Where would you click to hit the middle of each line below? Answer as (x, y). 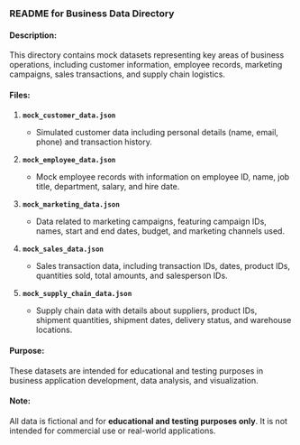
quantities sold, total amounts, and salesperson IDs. (132, 276)
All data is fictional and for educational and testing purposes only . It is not (149, 421)
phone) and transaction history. (94, 142)
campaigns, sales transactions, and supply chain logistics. (117, 74)
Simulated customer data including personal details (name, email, (157, 133)
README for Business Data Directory (92, 14)
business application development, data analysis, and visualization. (134, 380)
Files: (20, 95)
